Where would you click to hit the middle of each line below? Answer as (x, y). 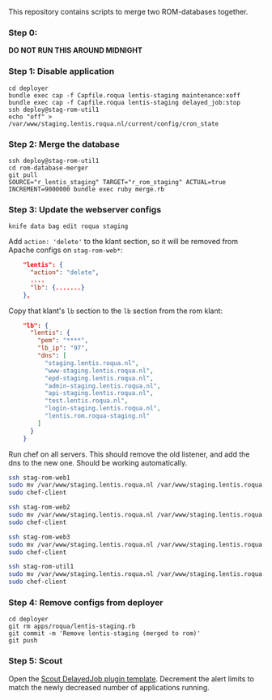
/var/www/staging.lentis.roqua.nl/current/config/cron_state (114, 124)
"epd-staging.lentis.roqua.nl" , (99, 378)
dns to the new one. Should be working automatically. (98, 462)
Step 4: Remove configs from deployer (86, 602)
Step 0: (23, 32)
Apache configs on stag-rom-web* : (66, 250)
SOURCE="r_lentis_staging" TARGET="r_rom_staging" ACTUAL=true (117, 182)
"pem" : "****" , (63, 341)
